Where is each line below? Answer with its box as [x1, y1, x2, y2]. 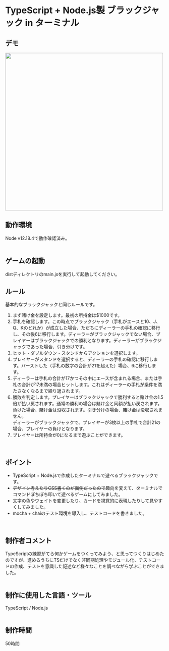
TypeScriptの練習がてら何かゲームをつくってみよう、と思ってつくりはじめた [5, 551, 164, 557]
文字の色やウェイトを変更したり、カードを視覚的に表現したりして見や [12, 498, 158, 504]
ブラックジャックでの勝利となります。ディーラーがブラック [34, 338, 157, 344]
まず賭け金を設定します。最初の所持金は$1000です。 [12, 312, 123, 318]
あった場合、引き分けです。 [30, 344, 88, 350]
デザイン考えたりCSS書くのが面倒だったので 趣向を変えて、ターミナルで [12, 485, 163, 491]
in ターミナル [25, 17, 80, 29]
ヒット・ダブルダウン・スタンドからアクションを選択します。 [12, 350, 140, 356]
